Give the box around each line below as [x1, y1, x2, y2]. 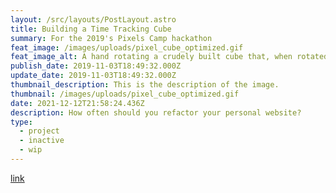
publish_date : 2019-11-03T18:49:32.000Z [10, 61, 182, 71]
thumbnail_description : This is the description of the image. [10, 80, 280, 90]
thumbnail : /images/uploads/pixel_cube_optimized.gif [10, 89, 240, 99]
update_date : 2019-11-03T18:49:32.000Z [10, 71, 177, 81]
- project [19, 126, 60, 136]
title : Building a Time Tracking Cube [10, 24, 172, 34]
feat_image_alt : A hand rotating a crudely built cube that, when [10, 52, 293, 62]
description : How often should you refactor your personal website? [10, 107, 302, 118]
